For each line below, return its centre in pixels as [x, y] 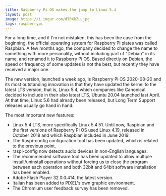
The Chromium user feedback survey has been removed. [71, 188]
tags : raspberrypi [24, 24]
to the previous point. [34, 146]
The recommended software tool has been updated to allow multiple [82, 157]
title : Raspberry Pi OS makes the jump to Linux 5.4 [61, 10]
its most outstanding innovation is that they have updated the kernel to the [81, 85]
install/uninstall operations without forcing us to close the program [80, 162]
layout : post [19, 14]
